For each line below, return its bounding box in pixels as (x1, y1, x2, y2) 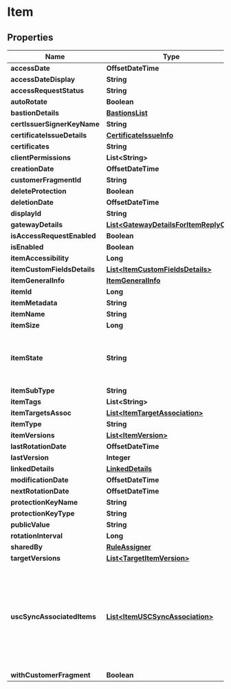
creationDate (10, 164, 54, 173)
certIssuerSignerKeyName (10, 120, 100, 129)
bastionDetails (10, 108, 60, 118)
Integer (106, 453, 131, 462)
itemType (10, 419, 42, 428)
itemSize (10, 320, 40, 330)
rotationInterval (10, 531, 63, 540)
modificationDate (10, 475, 69, 485)
